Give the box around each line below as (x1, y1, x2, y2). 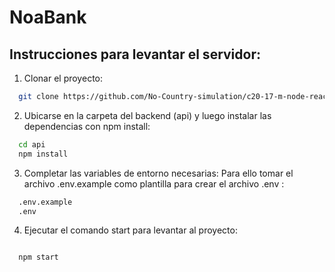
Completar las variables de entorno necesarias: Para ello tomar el (23, 167, 294, 179)
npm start (18, 252, 59, 263)
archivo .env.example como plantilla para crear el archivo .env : (23, 177, 285, 190)
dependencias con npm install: (23, 120, 151, 132)
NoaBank (9, 6, 87, 29)
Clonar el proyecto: (23, 72, 103, 84)
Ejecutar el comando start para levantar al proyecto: (23, 224, 238, 236)
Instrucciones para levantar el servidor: (9, 46, 261, 63)
